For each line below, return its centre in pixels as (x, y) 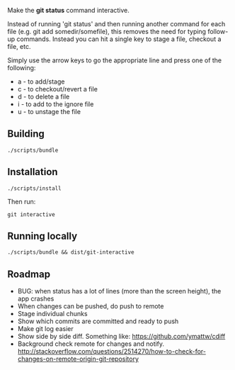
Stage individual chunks (52, 314)
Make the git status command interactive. (68, 10)
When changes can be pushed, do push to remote (91, 306)
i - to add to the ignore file (56, 104)
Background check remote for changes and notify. (91, 344)
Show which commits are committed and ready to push (98, 321)
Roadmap (29, 274)
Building (26, 134)
